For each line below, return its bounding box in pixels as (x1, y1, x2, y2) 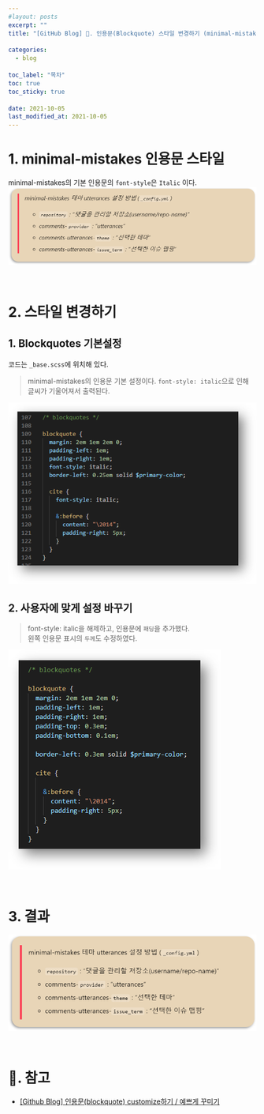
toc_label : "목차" (8, 71, 65, 79)
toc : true (8, 79, 41, 87)
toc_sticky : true (8, 88, 65, 96)
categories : (8, 46, 47, 55)
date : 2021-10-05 (8, 104, 65, 112)
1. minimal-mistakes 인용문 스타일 (8, 150, 225, 168)
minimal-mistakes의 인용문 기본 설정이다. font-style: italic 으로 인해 (27, 376, 250, 386)
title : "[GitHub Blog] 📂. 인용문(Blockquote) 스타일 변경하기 (8, 29, 200, 37)
